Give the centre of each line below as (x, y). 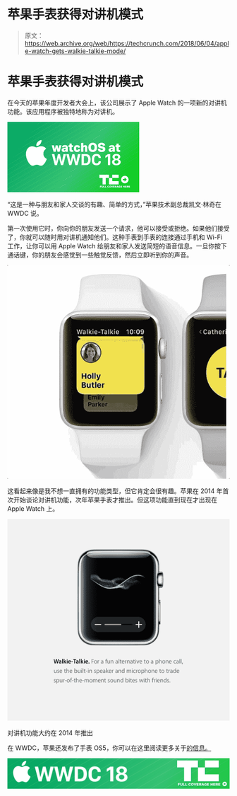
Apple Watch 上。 (33, 508)
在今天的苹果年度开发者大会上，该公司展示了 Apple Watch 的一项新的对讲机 (117, 103)
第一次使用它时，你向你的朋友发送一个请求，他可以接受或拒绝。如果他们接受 (119, 228)
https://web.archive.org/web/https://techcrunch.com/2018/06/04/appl (127, 43)
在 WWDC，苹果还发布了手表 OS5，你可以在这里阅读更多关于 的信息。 (109, 748)
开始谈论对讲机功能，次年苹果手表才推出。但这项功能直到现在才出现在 (115, 500)
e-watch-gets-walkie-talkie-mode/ (75, 51)
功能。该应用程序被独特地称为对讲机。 (63, 111)
